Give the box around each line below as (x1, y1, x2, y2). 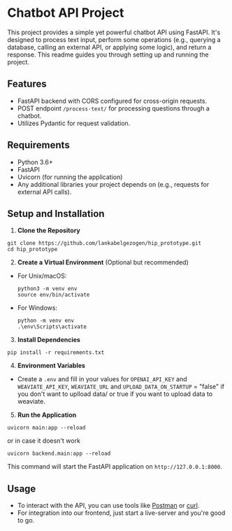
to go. (17, 516, 35, 525)
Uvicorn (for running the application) (17, 173, 123, 181)
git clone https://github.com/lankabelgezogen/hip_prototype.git (7, 240, 201, 247)
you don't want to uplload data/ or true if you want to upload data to (17, 390, 213, 398)
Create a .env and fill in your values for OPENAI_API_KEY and (17, 375, 187, 383)
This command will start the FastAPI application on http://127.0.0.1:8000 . (7, 462, 222, 471)
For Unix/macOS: (17, 271, 67, 281)
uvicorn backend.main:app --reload (7, 450, 111, 458)
